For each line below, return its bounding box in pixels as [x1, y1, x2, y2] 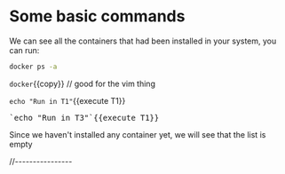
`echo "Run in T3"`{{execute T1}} [9, 113, 160, 123]
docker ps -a [9, 62, 58, 71]
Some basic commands [9, 6, 186, 27]
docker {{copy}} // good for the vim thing [9, 78, 155, 89]
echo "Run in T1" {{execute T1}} [9, 95, 126, 106]
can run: [9, 44, 40, 55]
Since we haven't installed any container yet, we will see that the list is [9, 129, 266, 139]
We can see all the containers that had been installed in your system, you [9, 36, 277, 46]
